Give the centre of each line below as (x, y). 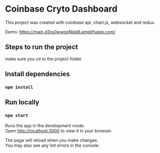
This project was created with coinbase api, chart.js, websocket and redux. (80, 22)
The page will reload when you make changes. (52, 140)
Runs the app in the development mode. (45, 125)
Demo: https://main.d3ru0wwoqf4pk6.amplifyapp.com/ (60, 32)
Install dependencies (37, 74)
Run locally (22, 102)
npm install (19, 87)
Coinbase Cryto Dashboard (61, 9)
